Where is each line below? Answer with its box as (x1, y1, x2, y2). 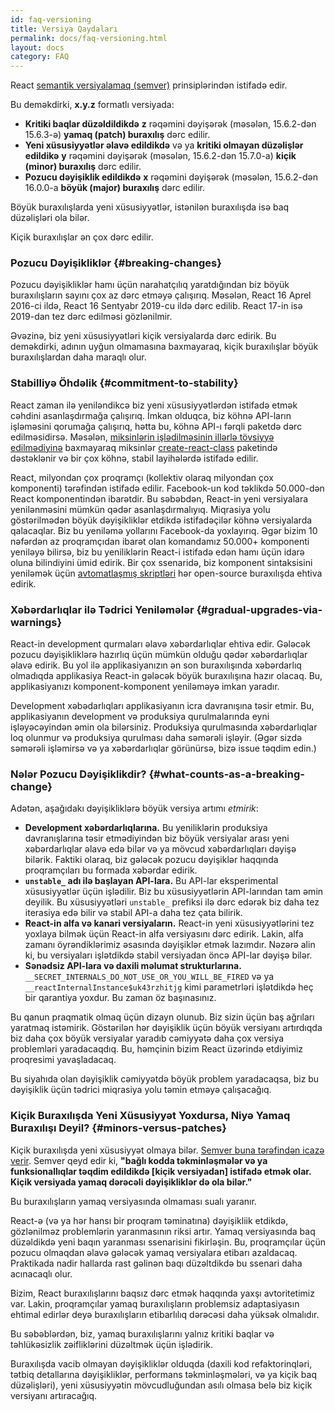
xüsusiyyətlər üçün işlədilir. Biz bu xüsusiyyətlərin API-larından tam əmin (24, 886, 324, 898)
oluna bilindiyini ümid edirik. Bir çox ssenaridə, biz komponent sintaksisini (10, 556, 313, 568)
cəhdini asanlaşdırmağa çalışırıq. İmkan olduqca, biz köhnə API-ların (10, 409, 292, 421)
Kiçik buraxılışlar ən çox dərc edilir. (10, 231, 154, 243)
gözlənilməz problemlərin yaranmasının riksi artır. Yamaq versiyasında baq (10, 1225, 316, 1237)
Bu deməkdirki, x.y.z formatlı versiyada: (10, 99, 175, 111)
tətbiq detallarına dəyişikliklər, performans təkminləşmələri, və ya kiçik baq (10, 1368, 318, 1380)
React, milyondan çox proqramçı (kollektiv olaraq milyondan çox (10, 471, 274, 483)
